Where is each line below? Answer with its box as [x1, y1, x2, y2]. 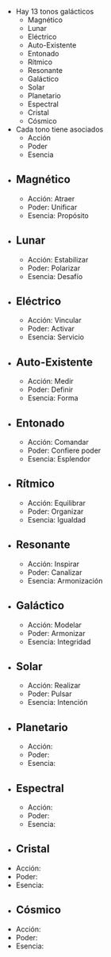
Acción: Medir [27, 377, 74, 386]
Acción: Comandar [27, 438, 89, 447]
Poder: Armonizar [27, 628, 86, 637]
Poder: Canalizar [27, 567, 82, 577]
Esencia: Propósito [27, 210, 90, 220]
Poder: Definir [27, 385, 74, 395]
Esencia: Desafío [27, 271, 83, 281]
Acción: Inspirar [27, 559, 80, 568]
